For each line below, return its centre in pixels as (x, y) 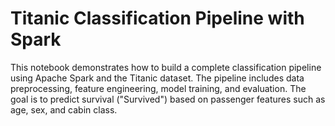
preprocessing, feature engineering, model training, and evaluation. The (158, 88)
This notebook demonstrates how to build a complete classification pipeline (166, 67)
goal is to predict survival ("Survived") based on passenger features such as (168, 99)
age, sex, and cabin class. (64, 109)
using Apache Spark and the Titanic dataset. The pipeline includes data (157, 78)
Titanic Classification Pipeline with (157, 18)
